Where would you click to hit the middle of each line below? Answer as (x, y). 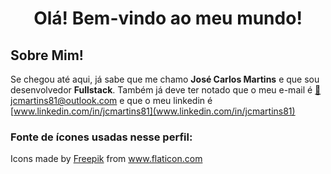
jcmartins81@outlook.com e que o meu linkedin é (111, 100)
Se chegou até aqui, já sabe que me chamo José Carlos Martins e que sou (165, 79)
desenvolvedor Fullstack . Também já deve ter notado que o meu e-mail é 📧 (166, 90)
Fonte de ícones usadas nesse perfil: (101, 137)
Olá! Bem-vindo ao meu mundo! (168, 18)
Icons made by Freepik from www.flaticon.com (106, 159)
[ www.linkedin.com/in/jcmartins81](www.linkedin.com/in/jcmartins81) (153, 111)
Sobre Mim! (47, 55)
